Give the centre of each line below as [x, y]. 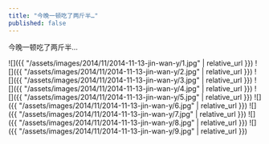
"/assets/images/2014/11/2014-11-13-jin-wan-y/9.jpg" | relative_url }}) [133, 131]
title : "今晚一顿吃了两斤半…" [53, 16]
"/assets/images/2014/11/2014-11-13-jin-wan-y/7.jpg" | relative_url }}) [132, 114]
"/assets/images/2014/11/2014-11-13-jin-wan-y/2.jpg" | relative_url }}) [138, 71]
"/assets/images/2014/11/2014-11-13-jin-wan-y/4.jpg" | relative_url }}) [138, 88]
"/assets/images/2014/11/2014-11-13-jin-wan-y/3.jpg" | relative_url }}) [138, 80]
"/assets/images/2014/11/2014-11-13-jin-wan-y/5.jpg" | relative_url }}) [138, 97]
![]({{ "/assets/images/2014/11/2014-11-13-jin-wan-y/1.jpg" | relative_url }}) [131, 63]
